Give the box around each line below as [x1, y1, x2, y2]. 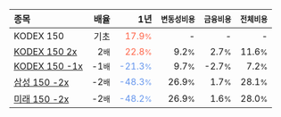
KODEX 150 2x [13, 46, 78, 57]
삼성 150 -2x [13, 76, 70, 88]
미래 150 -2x [13, 93, 70, 105]
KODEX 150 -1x [13, 60, 83, 72]
